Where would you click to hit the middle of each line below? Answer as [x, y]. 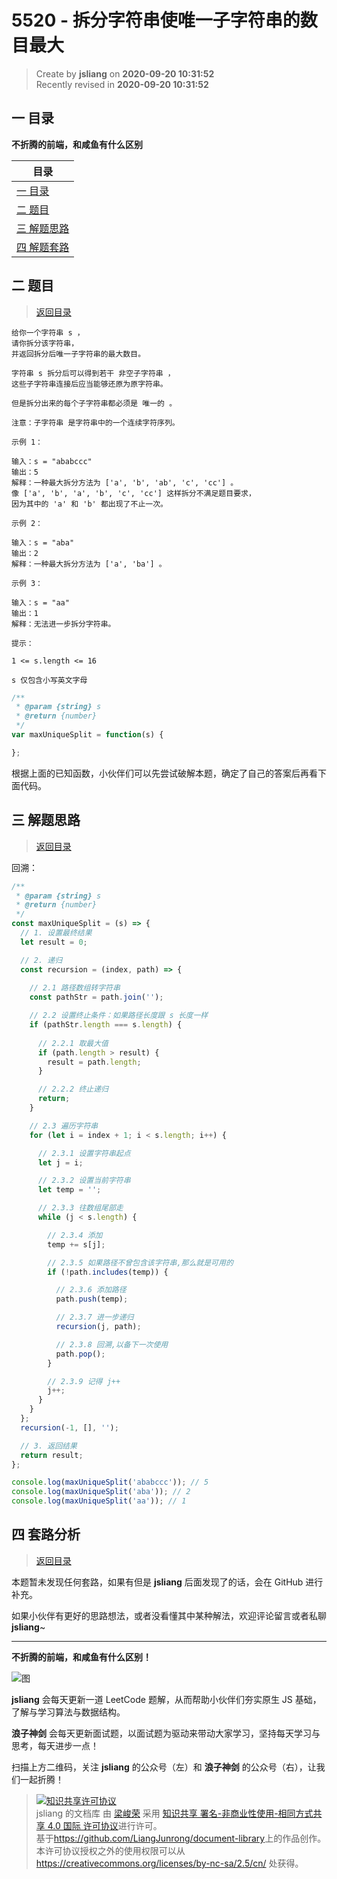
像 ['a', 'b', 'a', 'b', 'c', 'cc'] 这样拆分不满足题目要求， [133, 493]
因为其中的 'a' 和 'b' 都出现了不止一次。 [89, 504]
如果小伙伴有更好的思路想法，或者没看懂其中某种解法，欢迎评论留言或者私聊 [169, 1615]
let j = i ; [60, 1162]
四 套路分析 [46, 1534]
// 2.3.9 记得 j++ [84, 1381]
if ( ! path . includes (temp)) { [108, 1272]
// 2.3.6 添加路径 [91, 1290]
